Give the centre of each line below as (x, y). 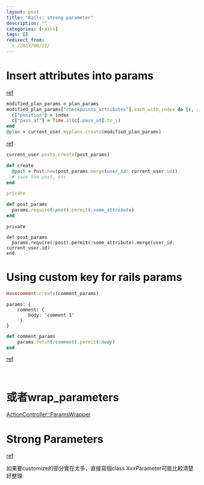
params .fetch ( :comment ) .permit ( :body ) (66, 342)
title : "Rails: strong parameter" (50, 18)
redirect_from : (25, 40)
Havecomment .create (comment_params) (53, 293)
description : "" (27, 23)
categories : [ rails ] (32, 29)
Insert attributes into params (80, 76)
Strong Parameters (55, 439)
